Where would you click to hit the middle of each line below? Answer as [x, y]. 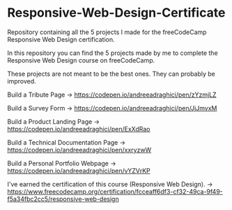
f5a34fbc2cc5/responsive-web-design [63, 199]
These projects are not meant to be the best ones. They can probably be [111, 74]
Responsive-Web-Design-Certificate [116, 13]
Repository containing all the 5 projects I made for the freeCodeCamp [107, 32]
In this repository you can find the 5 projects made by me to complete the [113, 53]
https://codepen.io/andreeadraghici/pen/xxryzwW [79, 150]
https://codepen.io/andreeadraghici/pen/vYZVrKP [79, 170]
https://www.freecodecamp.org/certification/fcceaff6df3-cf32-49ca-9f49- [115, 191]
